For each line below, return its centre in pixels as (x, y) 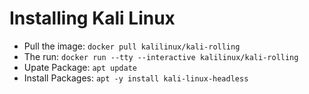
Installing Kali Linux (92, 18)
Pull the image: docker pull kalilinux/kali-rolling (132, 46)
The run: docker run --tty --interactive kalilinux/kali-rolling (161, 56)
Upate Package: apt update (80, 67)
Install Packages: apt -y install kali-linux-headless (136, 78)
